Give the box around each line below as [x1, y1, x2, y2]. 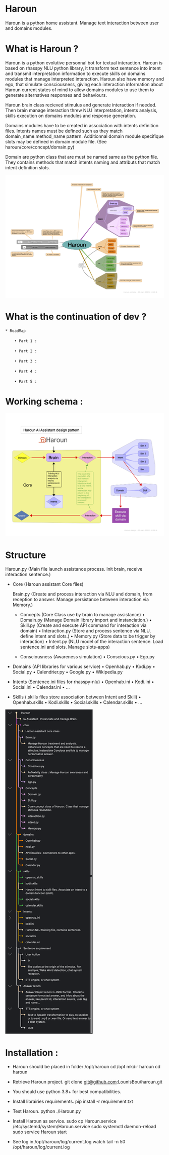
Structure [5, 549, 46, 561]
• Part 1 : [14, 339, 37, 344]
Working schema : [5, 396, 83, 407]
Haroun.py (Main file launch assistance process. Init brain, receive [5, 566, 143, 572]
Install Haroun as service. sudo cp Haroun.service [12, 1118, 117, 1124]
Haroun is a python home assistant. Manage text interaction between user [5, 20, 159, 26]
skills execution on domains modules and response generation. [5, 113, 136, 119]
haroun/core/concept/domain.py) [5, 144, 75, 150]
